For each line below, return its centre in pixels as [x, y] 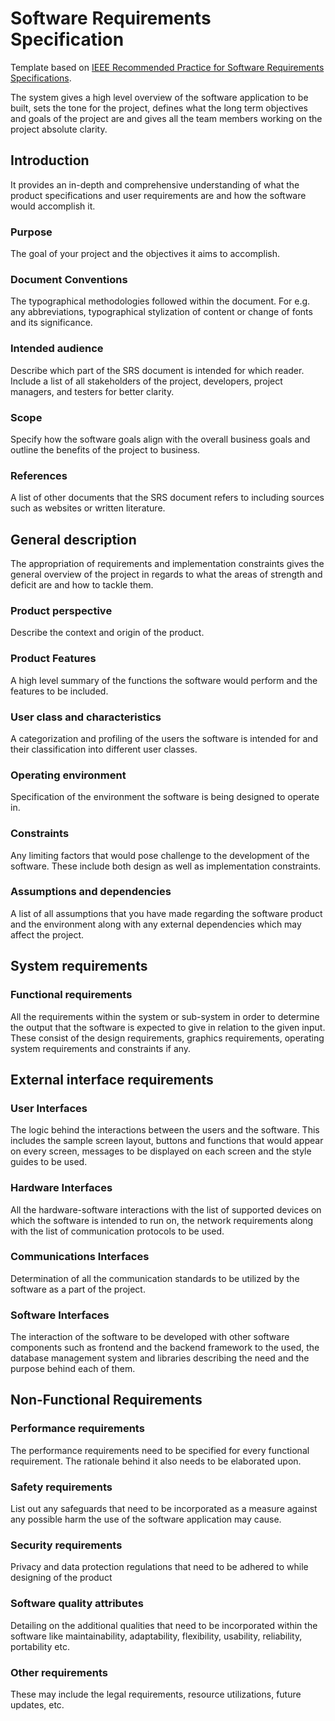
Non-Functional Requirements [106, 1400]
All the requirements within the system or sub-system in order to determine [165, 1016]
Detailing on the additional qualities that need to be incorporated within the [164, 1625]
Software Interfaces [60, 1315]
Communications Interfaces [80, 1257]
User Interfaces [49, 1108]
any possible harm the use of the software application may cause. [146, 1519]
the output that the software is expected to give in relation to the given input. [168, 1027]
